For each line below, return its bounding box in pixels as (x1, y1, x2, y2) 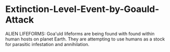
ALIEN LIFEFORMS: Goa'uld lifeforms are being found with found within (5, 30, 155, 36)
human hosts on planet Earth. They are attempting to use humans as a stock (5, 36, 165, 42)
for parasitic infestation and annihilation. (5, 41, 90, 47)
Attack (5, 14, 34, 25)
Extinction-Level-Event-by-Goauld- (5, 3, 159, 15)
